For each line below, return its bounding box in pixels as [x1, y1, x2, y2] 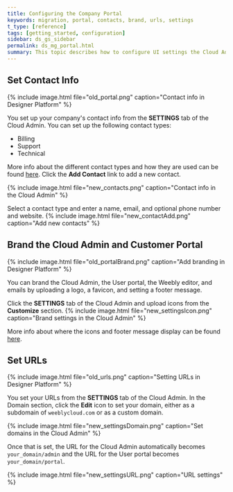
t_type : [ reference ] [7, 23, 67, 30]
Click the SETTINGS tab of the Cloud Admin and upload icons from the [7, 299, 209, 307]
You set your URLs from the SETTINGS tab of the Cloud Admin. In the [7, 394, 206, 402]
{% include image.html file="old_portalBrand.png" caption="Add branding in [7, 257, 225, 265]
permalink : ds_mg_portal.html [7, 42, 95, 49]
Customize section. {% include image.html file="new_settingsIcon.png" [7, 306, 213, 315]
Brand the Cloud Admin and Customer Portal [7, 239, 203, 251]
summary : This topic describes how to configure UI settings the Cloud [7, 49, 218, 56]
